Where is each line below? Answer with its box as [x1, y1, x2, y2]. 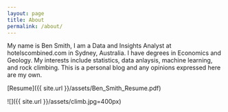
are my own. [7, 71, 43, 79]
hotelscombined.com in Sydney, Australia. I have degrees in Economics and [7, 49, 222, 57]
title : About [7, 16, 45, 23]
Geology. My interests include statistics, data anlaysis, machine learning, [7, 56, 213, 65]
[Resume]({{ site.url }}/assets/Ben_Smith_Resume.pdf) [7, 84, 161, 93]
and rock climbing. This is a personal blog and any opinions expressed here [7, 63, 221, 72]
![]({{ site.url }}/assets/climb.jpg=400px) [7, 98, 122, 106]
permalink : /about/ [7, 23, 63, 30]
